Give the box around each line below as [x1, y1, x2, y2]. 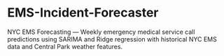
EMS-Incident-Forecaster [7, 5, 159, 21]
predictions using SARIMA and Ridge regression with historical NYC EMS [7, 35, 217, 43]
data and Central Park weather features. [7, 42, 123, 50]
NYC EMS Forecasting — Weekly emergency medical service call [7, 28, 195, 36]
